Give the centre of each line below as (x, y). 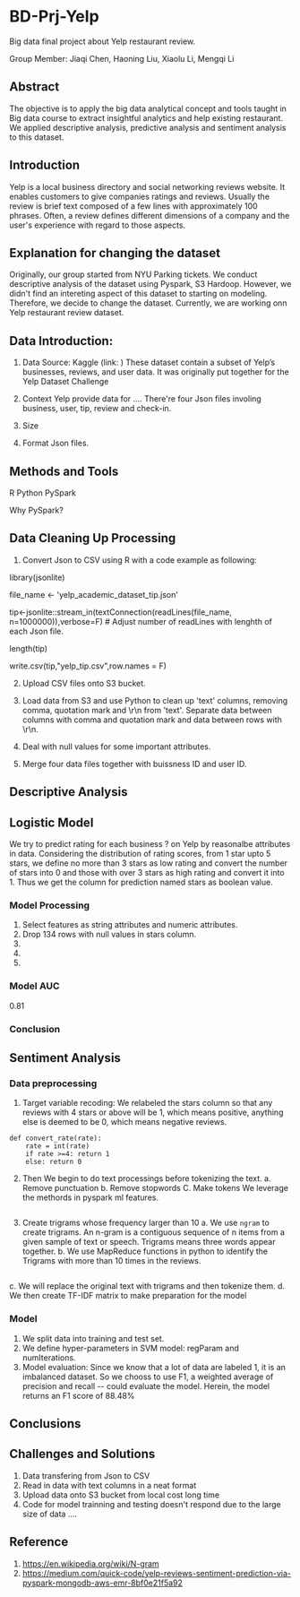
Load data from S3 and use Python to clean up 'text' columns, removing (155, 700)
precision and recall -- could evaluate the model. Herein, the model (146, 1386)
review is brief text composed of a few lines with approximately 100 (133, 206)
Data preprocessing (53, 1083)
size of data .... (50, 1514)
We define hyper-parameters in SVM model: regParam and (131, 1348)
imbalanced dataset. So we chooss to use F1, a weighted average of (148, 1377)
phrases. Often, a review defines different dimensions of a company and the (150, 215)
